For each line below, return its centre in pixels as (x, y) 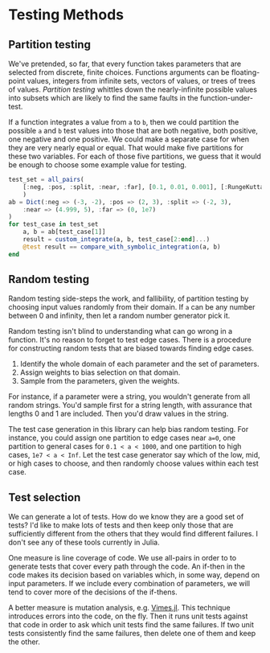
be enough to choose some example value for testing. (98, 165)
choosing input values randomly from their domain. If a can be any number (132, 307)
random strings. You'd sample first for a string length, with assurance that (130, 405)
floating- (245, 72)
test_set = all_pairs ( (46, 179)
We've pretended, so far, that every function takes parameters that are (125, 64)
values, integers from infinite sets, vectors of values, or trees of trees (141, 81)
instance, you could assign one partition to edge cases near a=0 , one (122, 438)
